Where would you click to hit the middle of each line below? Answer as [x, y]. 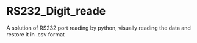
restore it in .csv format [36, 34]
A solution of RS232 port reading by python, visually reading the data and [99, 28]
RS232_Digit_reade [56, 11]
